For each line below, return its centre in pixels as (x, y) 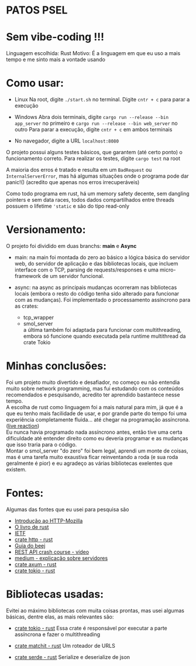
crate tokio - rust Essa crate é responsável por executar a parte (91, 628)
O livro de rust (32, 527)
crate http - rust (34, 539)
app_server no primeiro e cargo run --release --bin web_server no (96, 123)
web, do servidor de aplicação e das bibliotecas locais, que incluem (96, 264)
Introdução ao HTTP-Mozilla (49, 521)
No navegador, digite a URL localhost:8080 (66, 141)
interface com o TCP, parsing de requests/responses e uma (87, 270)
